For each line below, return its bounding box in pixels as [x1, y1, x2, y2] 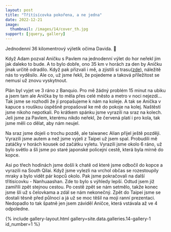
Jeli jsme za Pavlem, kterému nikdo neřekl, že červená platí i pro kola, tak [5, 115, 160, 121]
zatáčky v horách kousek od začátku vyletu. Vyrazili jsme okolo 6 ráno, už [5, 141, 162, 147]
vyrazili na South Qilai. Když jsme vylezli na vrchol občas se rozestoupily [5, 168, 159, 173]
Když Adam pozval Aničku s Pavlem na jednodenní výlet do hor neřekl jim [5, 56, 161, 62]
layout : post [5, 7, 33, 13]
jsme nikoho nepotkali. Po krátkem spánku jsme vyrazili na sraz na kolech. [5, 109, 162, 115]
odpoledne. [5, 206, 30, 211]
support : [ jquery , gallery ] [5, 31, 66, 37]
